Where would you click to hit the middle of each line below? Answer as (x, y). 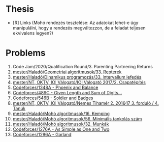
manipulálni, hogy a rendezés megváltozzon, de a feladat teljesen (79, 28)
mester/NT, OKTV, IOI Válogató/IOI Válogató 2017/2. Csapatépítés (79, 82)
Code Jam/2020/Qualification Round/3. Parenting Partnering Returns (83, 66)
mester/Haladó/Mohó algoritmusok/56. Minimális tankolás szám (77, 118)
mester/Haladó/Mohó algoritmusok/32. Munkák (61, 124)
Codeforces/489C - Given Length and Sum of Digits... (67, 92)
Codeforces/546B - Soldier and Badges (53, 98)
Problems (26, 53)
